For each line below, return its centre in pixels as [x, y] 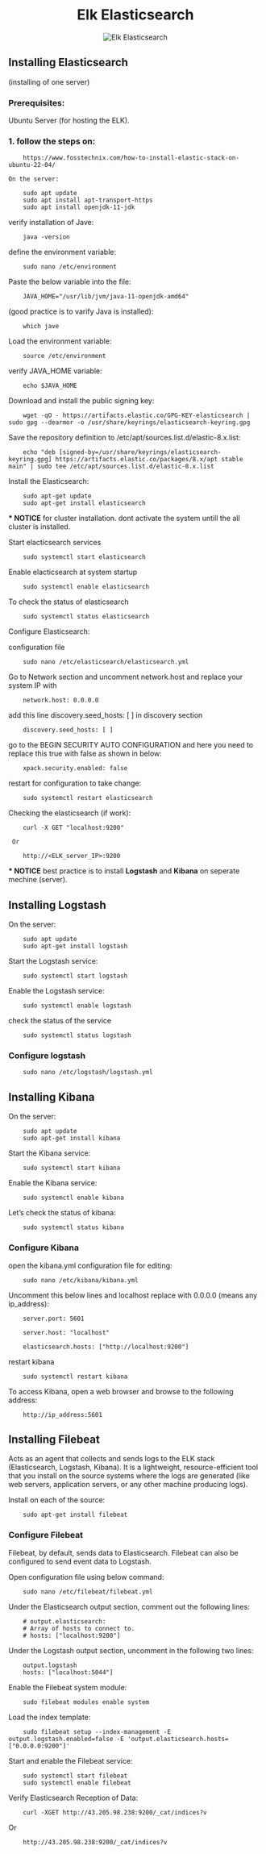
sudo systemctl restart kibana [75, 1377]
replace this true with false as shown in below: [85, 754]
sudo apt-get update [57, 496]
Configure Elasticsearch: [49, 631]
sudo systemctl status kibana [74, 1227]
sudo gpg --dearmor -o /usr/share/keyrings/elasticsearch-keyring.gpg [129, 423]
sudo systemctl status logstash [77, 1035]
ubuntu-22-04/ [32, 165]
